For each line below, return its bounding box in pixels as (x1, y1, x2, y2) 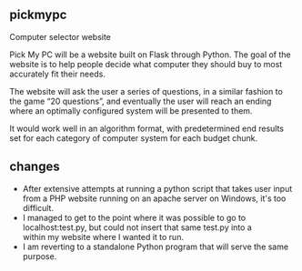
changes (9, 159, 61, 175)
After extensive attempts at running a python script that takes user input (22, 183, 293, 194)
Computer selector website (9, 31, 112, 42)
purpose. (22, 250, 57, 262)
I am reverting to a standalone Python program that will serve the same (22, 241, 289, 252)
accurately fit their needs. (9, 68, 106, 79)
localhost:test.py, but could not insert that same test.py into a (22, 222, 252, 233)
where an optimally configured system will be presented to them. (9, 105, 253, 116)
